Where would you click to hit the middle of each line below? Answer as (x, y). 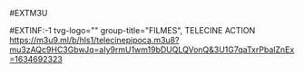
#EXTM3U (29, 13)
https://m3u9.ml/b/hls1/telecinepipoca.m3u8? (94, 40)
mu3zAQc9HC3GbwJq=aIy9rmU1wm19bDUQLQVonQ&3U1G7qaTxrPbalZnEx (152, 50)
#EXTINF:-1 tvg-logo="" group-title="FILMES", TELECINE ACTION (132, 30)
